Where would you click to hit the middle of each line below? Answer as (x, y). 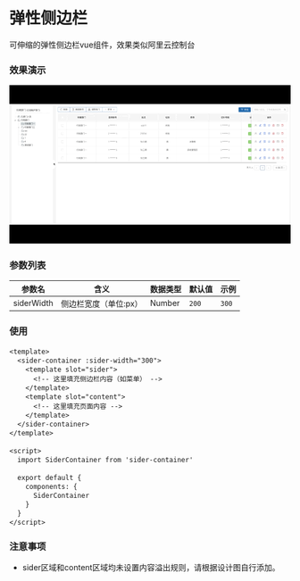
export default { (50, 477)
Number (165, 303)
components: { (51, 486)
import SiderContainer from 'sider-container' (105, 460)
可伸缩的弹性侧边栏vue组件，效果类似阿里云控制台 (102, 45)
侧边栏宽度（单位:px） (102, 303)
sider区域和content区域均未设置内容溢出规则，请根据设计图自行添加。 (151, 567)
